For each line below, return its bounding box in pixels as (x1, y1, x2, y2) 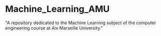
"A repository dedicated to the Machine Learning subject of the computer (5, 20, 156, 26)
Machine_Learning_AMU (5, 3, 110, 15)
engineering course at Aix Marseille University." (5, 25, 103, 31)
